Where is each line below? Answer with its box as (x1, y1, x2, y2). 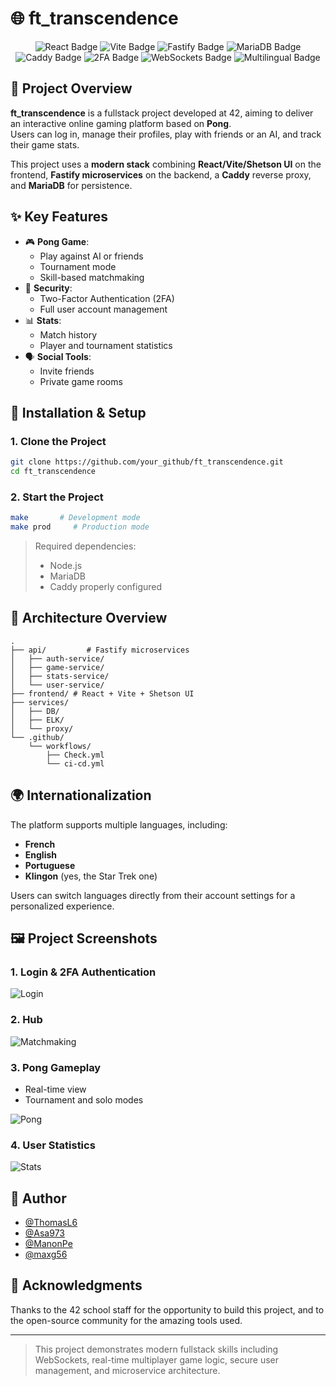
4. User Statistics (10, 1138, 96, 1152)
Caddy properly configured (49, 581, 163, 593)
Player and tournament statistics (39, 339, 173, 351)
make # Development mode (10, 513, 141, 523)
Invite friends (39, 365, 95, 377)
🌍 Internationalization (10, 787, 152, 804)
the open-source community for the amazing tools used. (10, 1314, 243, 1326)
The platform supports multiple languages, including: (10, 818, 228, 831)
